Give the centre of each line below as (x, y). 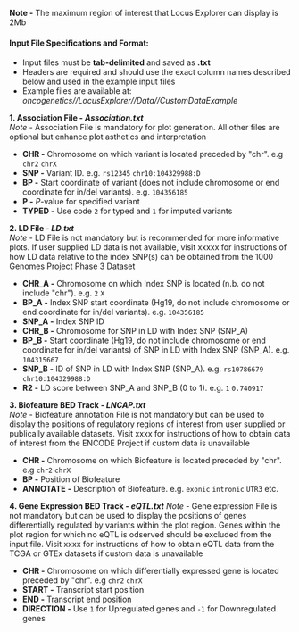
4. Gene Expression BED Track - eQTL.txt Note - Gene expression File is (143, 506)
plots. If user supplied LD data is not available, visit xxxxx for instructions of (148, 247)
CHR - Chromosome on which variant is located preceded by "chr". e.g (153, 154)
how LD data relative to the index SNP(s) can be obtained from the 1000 (141, 257)
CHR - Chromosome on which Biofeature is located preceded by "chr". (152, 461)
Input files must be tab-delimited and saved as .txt (116, 62)
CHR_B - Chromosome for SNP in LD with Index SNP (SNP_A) (135, 331)
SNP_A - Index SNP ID (63, 321)
